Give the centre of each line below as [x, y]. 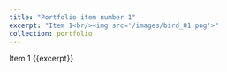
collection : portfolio [51, 33]
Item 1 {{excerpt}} [42, 59]
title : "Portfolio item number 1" [73, 17]
